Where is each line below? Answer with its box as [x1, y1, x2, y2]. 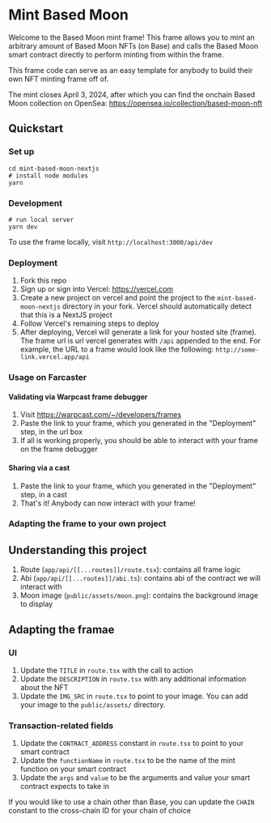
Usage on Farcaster [8, 372, 87, 383]
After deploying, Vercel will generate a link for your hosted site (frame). [19, 327, 257, 337]
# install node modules [8, 172, 89, 180]
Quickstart [8, 122, 64, 135]
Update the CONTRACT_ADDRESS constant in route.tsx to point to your [19, 739, 244, 748]
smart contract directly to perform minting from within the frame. [8, 49, 224, 59]
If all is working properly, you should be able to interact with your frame [19, 436, 259, 446]
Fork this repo [19, 275, 67, 285]
